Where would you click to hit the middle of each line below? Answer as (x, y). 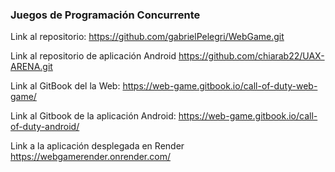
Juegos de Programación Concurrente (105, 15)
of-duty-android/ (45, 127)
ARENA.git (31, 67)
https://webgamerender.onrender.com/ (90, 157)
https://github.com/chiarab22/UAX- (251, 56)
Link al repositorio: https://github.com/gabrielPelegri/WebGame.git (147, 37)
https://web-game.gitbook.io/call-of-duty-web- (220, 86)
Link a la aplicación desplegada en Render (97, 146)
